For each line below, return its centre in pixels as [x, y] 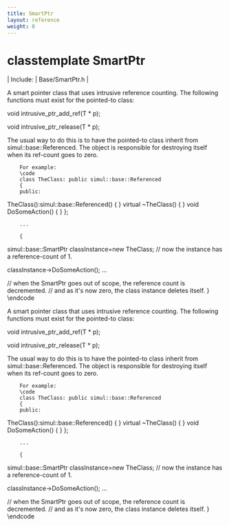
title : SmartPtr [30, 13]
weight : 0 [21, 26]
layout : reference [33, 20]
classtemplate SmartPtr [76, 60]
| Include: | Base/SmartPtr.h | [48, 79]
